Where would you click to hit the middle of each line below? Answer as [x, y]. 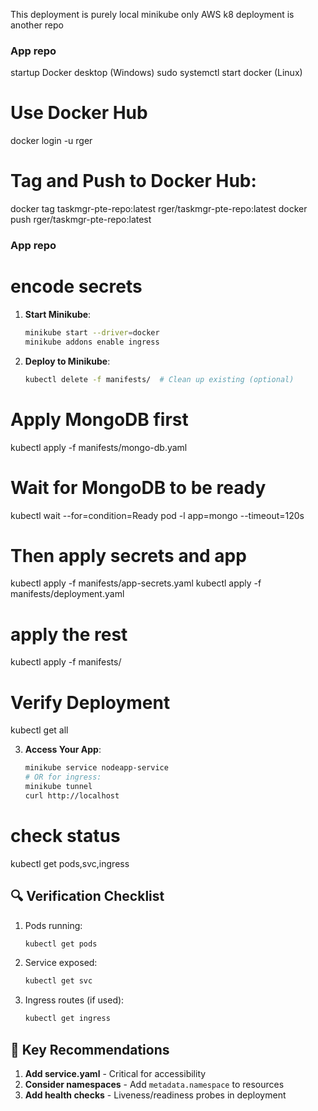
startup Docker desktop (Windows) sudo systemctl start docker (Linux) [156, 73]
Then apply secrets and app [128, 555]
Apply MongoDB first [99, 419]
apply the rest [69, 634]
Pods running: [53, 925]
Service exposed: [61, 963]
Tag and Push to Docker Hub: [133, 181]
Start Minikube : [58, 315]
